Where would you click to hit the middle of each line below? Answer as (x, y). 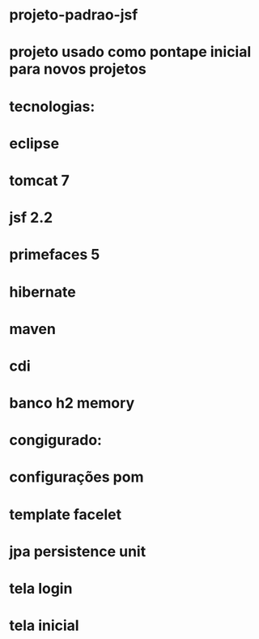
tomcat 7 (39, 180)
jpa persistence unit (78, 551)
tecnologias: (52, 106)
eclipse (34, 143)
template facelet (66, 515)
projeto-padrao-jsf (74, 15)
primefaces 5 (55, 255)
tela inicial (44, 626)
